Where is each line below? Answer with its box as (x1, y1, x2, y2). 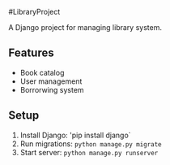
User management (19, 76, 83, 86)
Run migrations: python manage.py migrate (19, 138, 162, 149)
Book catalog (19, 67, 65, 77)
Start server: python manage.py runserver (19, 147, 159, 157)
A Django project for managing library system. (8, 23, 162, 32)
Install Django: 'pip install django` (19, 130, 131, 140)
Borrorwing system (19, 85, 84, 94)
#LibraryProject (8, 7, 61, 16)
